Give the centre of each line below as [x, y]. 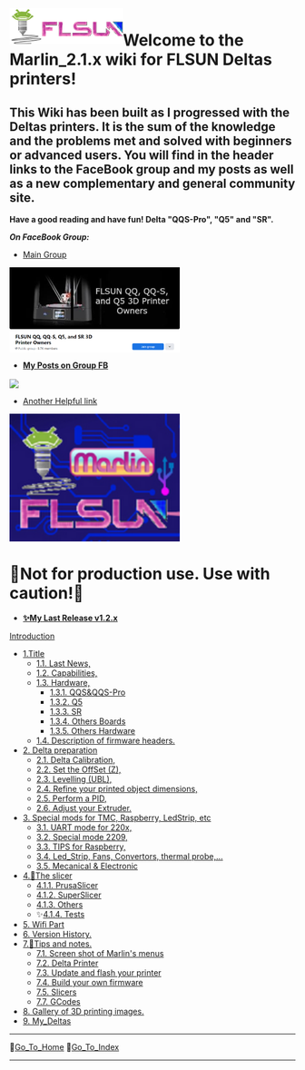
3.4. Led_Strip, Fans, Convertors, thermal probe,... [130, 857]
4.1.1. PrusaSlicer [67, 886]
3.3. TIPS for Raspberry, [81, 847]
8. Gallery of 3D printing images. [83, 1012]
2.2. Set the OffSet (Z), [79, 769]
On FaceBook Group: [49, 237]
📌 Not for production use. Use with [140, 574]
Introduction [32, 636]
